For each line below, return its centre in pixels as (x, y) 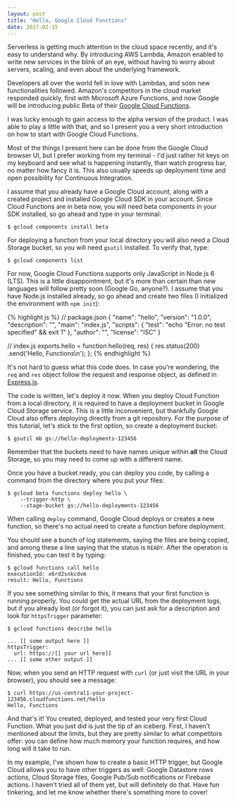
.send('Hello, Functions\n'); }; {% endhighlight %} (79, 354)
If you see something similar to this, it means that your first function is (108, 593)
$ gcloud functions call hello (53, 568)
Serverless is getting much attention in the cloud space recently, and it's (112, 47)
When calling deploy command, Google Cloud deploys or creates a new (111, 519)
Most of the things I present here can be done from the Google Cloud (108, 148)
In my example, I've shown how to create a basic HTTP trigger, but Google (115, 762)
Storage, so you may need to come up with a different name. (95, 459)
